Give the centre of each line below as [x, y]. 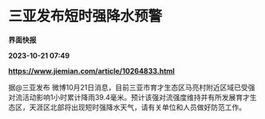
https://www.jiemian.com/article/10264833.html [92, 71]
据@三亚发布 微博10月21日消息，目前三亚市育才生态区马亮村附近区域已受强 [132, 87]
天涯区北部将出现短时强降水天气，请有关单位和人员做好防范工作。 [137, 107]
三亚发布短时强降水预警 [85, 16]
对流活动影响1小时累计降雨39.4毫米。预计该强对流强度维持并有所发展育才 [129, 97]
